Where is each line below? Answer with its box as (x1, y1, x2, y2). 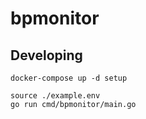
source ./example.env (10, 91, 101, 101)
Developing (10, 47, 83, 64)
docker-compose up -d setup (10, 73, 128, 83)
